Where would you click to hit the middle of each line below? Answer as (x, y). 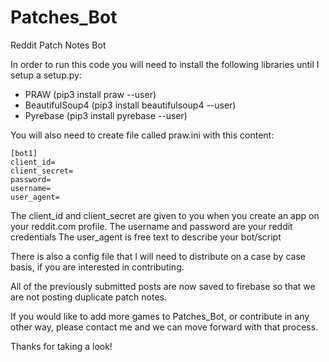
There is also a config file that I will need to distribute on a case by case (158, 256)
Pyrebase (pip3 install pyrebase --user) (106, 115)
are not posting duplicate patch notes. (88, 297)
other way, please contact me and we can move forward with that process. (164, 327)
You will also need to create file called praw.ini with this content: (142, 135)
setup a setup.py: (46, 75)
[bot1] (24, 153)
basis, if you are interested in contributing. (97, 267)
